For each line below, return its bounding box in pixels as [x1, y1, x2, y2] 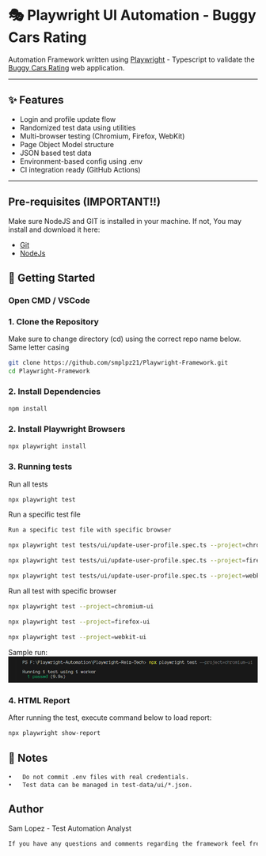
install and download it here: [8, 225, 101, 234]
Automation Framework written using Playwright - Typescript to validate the [8, 55, 255, 64]
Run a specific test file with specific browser [8, 526, 172, 534]
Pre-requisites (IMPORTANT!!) [8, 195, 161, 209]
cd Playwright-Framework [8, 367, 90, 376]
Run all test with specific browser [8, 586, 117, 596]
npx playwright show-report [8, 729, 101, 737]
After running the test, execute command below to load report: [8, 713, 212, 722]
